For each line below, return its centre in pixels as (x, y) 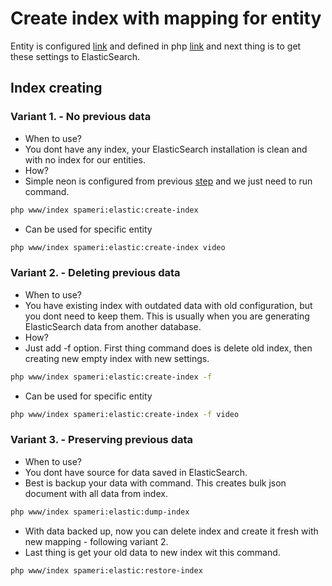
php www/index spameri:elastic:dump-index (100, 512)
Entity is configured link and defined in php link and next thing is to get (156, 46)
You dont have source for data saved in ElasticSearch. (136, 472)
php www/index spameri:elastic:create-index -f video (125, 414)
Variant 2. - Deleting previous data (95, 273)
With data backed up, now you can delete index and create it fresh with (171, 531)
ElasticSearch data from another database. (113, 326)
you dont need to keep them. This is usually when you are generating (167, 316)
